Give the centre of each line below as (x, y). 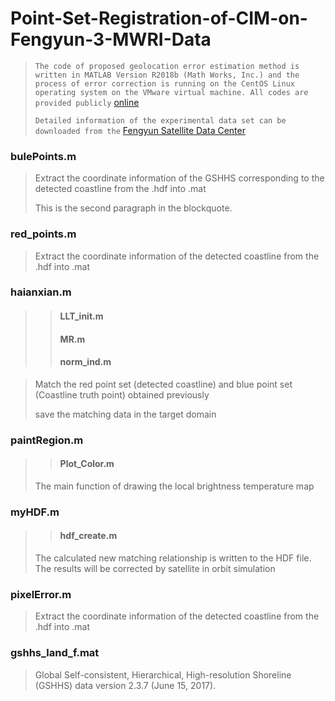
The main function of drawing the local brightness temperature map (174, 486)
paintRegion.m (47, 440)
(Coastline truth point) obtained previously (122, 394)
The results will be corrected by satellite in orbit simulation (155, 569)
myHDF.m (35, 512)
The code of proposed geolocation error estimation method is (167, 66)
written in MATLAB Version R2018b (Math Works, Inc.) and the (167, 75)
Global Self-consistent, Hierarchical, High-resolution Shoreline (163, 674)
